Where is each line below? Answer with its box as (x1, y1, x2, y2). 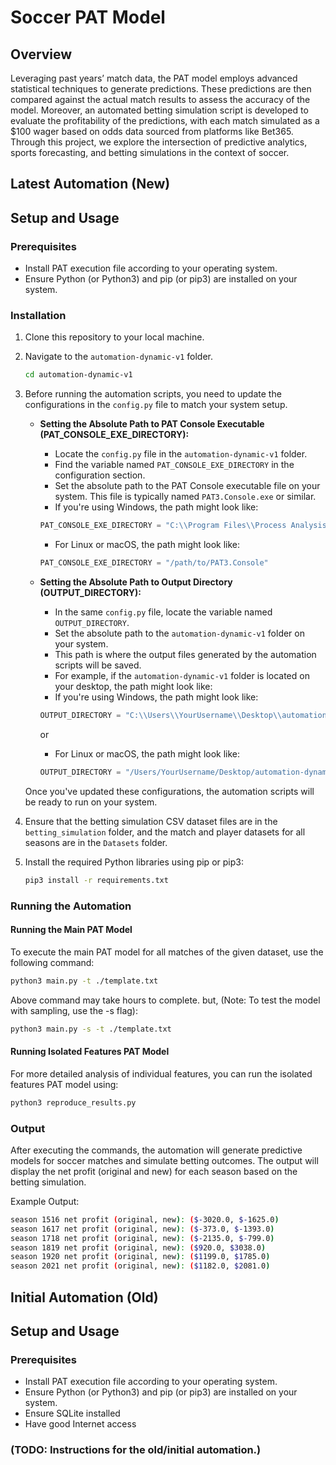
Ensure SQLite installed (24, 1407, 121, 1420)
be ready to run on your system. (24, 796, 158, 808)
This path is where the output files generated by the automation (54, 649, 317, 660)
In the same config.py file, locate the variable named (54, 606, 273, 618)
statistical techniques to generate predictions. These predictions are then (10, 83, 312, 95)
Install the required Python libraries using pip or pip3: (24, 856, 244, 868)
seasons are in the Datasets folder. (24, 836, 168, 848)
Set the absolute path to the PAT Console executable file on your (54, 480, 321, 492)
